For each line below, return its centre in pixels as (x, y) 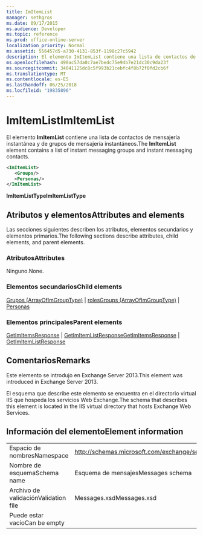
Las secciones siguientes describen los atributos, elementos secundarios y (100, 230)
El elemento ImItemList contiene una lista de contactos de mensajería (93, 137)
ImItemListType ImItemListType (46, 196)
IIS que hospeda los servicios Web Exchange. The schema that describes (97, 400)
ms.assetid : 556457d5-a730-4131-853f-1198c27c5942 (71, 51)
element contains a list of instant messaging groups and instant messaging (99, 150)
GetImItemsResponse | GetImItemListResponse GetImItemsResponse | (93, 336)
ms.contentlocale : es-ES (37, 79)
